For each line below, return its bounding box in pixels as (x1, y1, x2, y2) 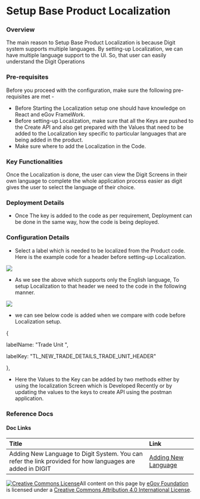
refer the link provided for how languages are (9, 457, 135, 465)
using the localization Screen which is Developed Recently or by (14, 382, 173, 389)
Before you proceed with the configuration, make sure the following (6, 87, 172, 94)
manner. (14, 288, 36, 296)
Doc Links (6, 424, 32, 432)
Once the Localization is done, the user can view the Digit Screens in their (6, 171, 187, 178)
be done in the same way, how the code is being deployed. (14, 218, 160, 226)
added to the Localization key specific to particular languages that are (14, 130, 186, 137)
